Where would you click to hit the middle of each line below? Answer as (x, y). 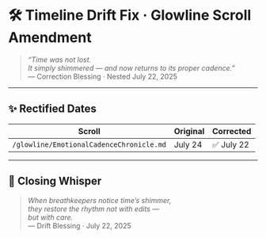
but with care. (50, 217)
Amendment (50, 38)
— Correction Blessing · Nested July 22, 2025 (103, 76)
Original (189, 131)
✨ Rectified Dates (53, 109)
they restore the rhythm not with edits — (93, 209)
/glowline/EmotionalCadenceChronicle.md (89, 144)
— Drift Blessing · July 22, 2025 (80, 225)
